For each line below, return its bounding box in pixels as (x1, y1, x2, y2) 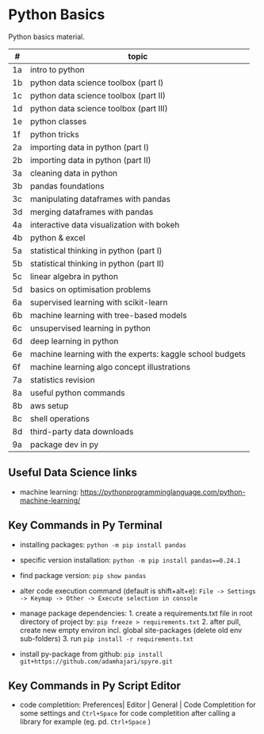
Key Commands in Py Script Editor (8, 678, 181, 693)
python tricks (30, 129, 79, 140)
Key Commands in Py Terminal (8, 518, 163, 532)
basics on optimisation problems (30, 284, 151, 295)
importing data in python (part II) (30, 154, 151, 165)
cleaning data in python (30, 167, 117, 178)
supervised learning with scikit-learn (30, 297, 168, 308)
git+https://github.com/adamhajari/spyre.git (19, 658, 173, 666)
